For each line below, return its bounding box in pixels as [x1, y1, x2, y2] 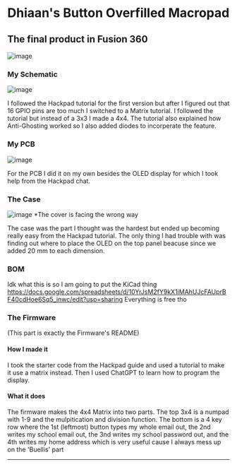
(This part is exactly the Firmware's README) [7, 329, 140, 337]
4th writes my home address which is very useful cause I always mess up [7, 437, 221, 446]
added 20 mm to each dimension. [7, 246, 105, 255]
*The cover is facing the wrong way [34, 210, 139, 218]
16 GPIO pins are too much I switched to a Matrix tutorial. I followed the [7, 107, 214, 115]
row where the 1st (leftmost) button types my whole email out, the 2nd [7, 422, 212, 431]
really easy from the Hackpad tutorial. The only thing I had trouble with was [7, 231, 226, 240]
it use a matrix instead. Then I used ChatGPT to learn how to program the [7, 368, 220, 377]
